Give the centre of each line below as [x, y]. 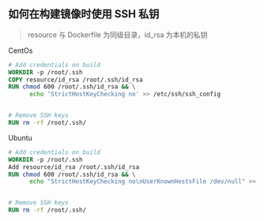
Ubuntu [21, 137]
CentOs [21, 51]
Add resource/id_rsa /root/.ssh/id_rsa [74, 167]
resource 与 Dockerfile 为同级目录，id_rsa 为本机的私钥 [117, 35]
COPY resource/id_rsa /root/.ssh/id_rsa [76, 80]
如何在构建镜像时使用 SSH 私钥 [84, 14]
